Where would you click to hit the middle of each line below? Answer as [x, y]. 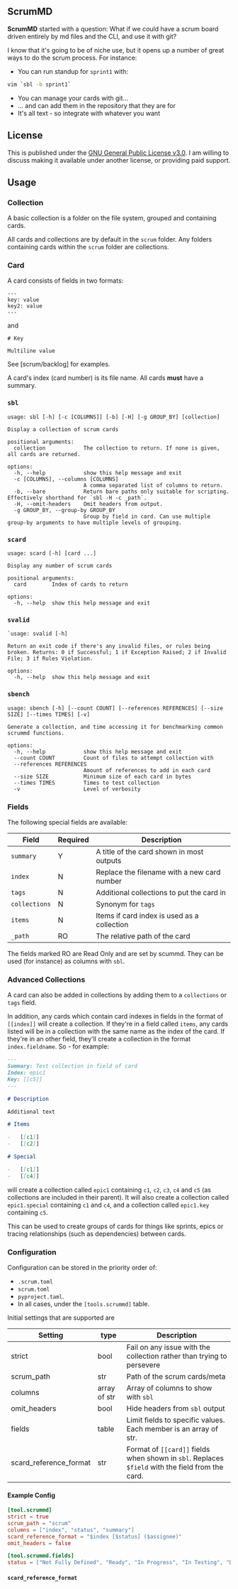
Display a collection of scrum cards [63, 429]
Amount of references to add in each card [147, 770]
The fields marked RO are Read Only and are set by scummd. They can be [115, 953]
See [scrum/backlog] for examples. [59, 364]
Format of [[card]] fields [168, 1449]
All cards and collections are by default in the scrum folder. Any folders [110, 239]
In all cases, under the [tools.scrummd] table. [84, 1303]
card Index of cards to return [71, 585]
